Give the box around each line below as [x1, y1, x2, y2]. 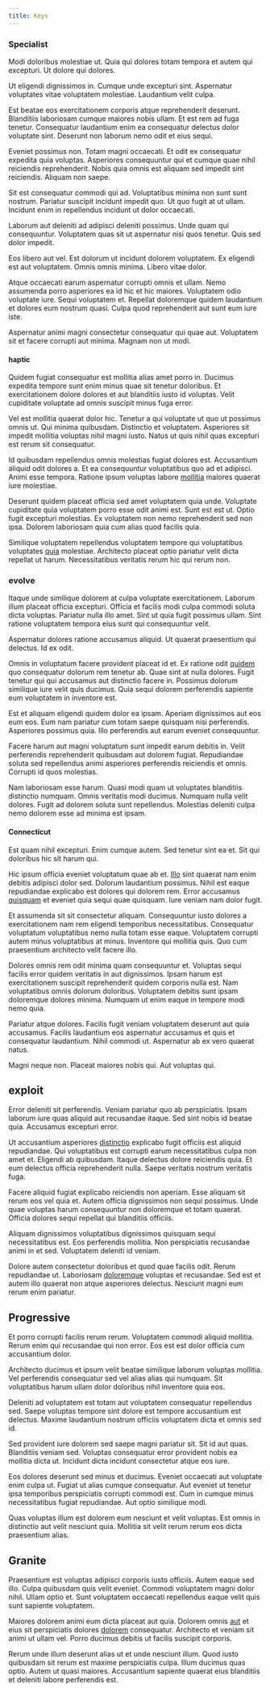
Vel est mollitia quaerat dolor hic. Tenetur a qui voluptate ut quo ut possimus [8, 414, 261, 423]
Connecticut [8, 827, 51, 837]
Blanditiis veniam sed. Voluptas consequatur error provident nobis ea [8, 1448, 238, 1457]
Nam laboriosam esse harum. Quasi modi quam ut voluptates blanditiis [8, 783, 243, 793]
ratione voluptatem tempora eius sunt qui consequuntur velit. [8, 619, 211, 629]
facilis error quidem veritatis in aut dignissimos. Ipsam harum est [8, 969, 223, 978]
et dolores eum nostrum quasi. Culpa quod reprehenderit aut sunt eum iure [8, 303, 257, 313]
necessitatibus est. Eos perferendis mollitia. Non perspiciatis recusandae [8, 1237, 250, 1247]
